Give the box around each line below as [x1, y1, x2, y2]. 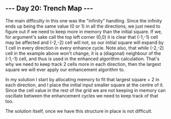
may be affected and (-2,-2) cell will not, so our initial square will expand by [5, 39, 164, 45]
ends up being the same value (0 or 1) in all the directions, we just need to [5, 23, 161, 29]
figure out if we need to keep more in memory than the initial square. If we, [5, 28, 162, 35]
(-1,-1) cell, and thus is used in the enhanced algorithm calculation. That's [5, 56, 160, 62]
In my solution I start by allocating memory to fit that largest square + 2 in [5, 76, 160, 82]
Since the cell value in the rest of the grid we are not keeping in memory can [5, 87, 166, 93]
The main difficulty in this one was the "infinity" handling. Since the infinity [5, 17, 162, 23]
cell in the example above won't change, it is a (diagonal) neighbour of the [5, 50, 161, 56]
